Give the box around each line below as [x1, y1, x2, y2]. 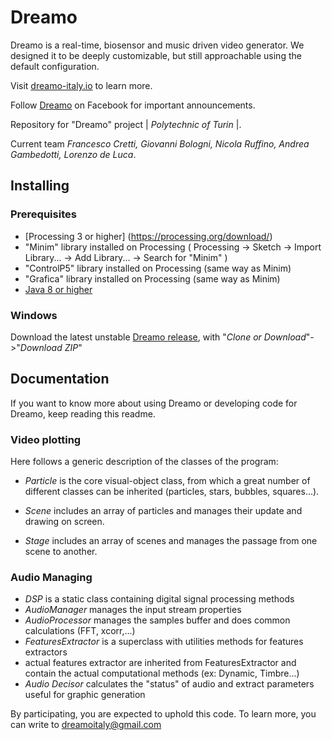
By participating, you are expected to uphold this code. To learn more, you [10, 708, 317, 720]
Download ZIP [19, 341, 79, 353]
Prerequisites [10, 207, 77, 221]
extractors [24, 646, 68, 658]
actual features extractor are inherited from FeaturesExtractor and [24, 657, 297, 669]
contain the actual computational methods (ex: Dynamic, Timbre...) [24, 667, 300, 680]
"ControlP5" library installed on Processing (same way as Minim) [24, 262, 292, 274]
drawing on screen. [24, 516, 105, 528]
